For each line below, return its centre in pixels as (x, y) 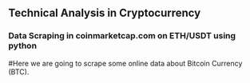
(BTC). (19, 72)
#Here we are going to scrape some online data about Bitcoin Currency (125, 63)
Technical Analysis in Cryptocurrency (105, 13)
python (23, 45)
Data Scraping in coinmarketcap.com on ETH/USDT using (122, 36)
